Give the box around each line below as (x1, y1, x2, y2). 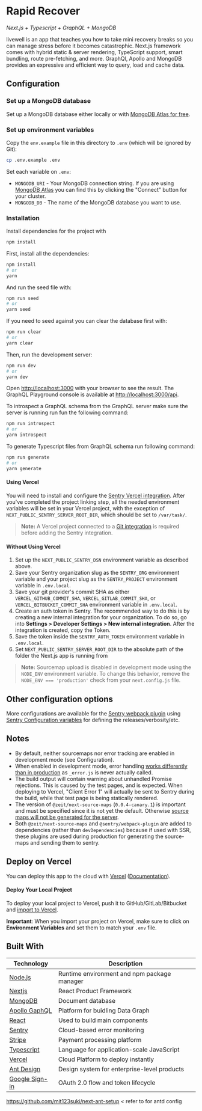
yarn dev (6, 374, 28, 380)
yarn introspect (6, 432, 47, 438)
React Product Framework (58, 987, 132, 995)
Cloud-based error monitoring (58, 1026, 144, 1034)
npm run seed (6, 295, 39, 301)
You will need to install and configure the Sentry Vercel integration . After (6, 492, 185, 499)
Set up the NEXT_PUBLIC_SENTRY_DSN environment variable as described (14, 556, 189, 563)
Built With (6, 941, 44, 952)
